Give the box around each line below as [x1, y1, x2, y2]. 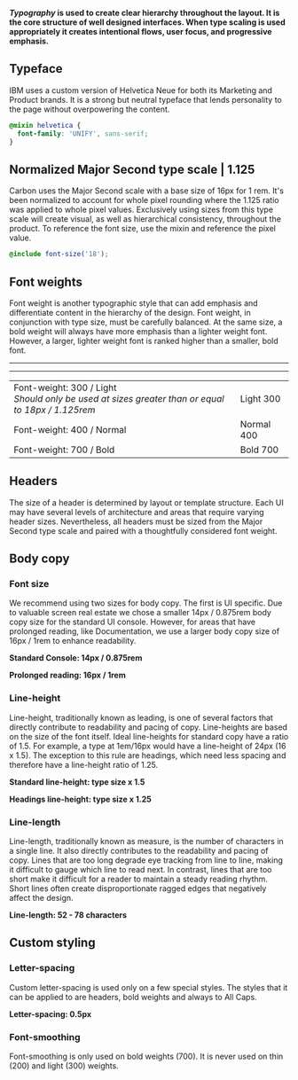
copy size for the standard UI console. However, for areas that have [9, 616, 255, 628]
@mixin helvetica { [9, 121, 82, 129]
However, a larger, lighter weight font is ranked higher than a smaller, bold [9, 335, 279, 346]
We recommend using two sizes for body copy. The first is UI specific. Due [9, 598, 283, 608]
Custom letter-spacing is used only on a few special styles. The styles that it [9, 982, 288, 992]
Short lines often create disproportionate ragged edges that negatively [9, 883, 267, 894]
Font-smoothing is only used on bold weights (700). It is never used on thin [9, 1051, 284, 1062]
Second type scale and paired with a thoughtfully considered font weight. [9, 525, 278, 536]
